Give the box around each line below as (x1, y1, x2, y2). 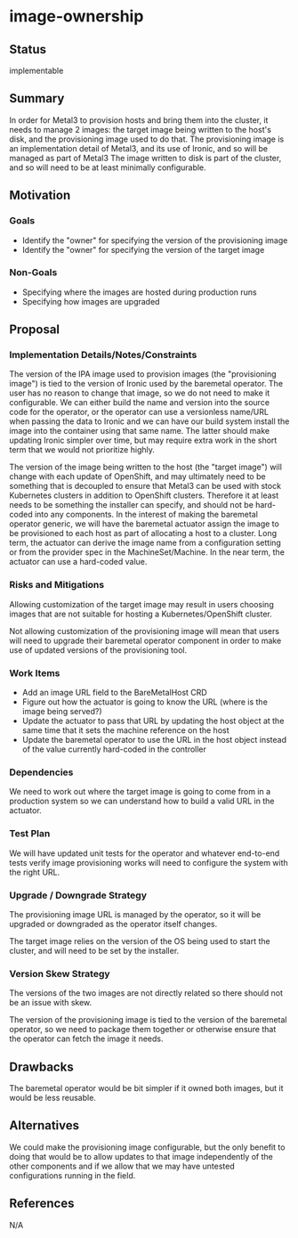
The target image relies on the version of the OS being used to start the (9, 935, 270, 946)
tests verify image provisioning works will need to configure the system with (9, 857, 289, 867)
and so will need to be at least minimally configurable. (9, 162, 206, 173)
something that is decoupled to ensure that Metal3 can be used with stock (9, 481, 282, 492)
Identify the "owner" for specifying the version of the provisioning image (21, 234, 288, 246)
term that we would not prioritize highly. (9, 444, 156, 455)
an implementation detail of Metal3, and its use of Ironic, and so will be (9, 143, 269, 153)
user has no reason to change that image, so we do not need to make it (9, 387, 270, 398)
